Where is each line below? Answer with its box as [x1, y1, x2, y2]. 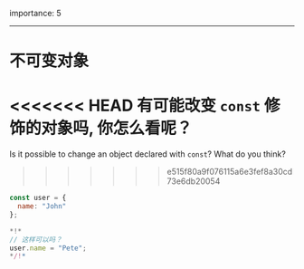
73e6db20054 [166, 176, 221, 187]
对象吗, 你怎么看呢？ [41, 118, 193, 139]
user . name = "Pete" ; [9, 244, 88, 253]
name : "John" [17, 202, 67, 211]
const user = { [9, 194, 67, 203]
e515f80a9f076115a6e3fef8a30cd [166, 167, 293, 178]
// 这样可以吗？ [9, 235, 62, 244]
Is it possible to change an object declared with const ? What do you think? [9, 149, 287, 159]
